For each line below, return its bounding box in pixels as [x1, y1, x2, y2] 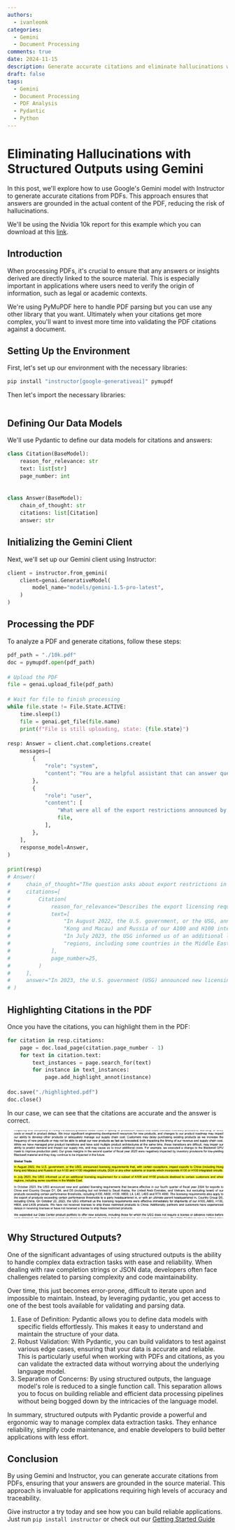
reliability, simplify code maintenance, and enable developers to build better [7, 1425, 226, 1434]
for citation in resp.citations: [7, 1037, 105, 1044]
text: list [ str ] [20, 465, 68, 472]
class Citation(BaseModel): [7, 450, 90, 457]
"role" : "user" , [44, 792, 92, 799]
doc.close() [7, 1096, 42, 1103]
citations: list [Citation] [20, 509, 99, 517]
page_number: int [20, 472, 71, 480]
